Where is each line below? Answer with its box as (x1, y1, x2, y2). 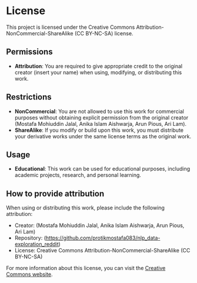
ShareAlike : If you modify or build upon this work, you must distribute (14, 126, 184, 134)
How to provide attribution (6, 188, 105, 198)
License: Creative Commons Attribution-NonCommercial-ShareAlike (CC (14, 247, 191, 254)
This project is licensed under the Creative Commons (6, 24, 135, 31)
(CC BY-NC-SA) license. (74, 29, 133, 36)
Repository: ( (14, 234, 46, 242)
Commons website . (6, 271, 53, 278)
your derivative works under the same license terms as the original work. (14, 132, 192, 139)
